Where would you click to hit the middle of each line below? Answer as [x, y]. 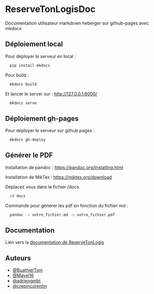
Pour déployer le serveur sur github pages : [50, 131]
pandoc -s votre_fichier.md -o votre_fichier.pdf [62, 215]
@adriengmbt [26, 281]
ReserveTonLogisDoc [50, 9]
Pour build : [17, 75]
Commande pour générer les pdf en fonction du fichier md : [67, 205]
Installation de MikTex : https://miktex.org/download [58, 177]
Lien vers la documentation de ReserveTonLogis [54, 242]
